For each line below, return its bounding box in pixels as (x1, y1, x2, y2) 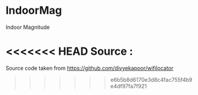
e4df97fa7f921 (110, 82, 147, 90)
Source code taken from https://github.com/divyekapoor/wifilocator (5, 64, 174, 72)
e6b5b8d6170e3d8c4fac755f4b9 (110, 76, 193, 83)
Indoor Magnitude (5, 23, 50, 31)
